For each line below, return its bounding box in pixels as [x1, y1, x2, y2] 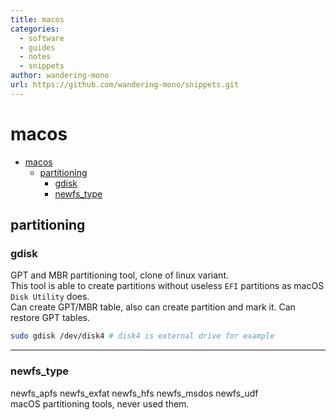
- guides [19, 42, 56, 53]
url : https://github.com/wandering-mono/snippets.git [10, 80, 240, 90]
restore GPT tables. [10, 312, 90, 324]
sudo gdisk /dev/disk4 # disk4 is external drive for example [10, 331, 275, 341]
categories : [10, 24, 60, 34]
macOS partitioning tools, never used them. [10, 397, 190, 410]
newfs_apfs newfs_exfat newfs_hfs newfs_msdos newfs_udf [10, 387, 259, 399]
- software [19, 33, 65, 43]
